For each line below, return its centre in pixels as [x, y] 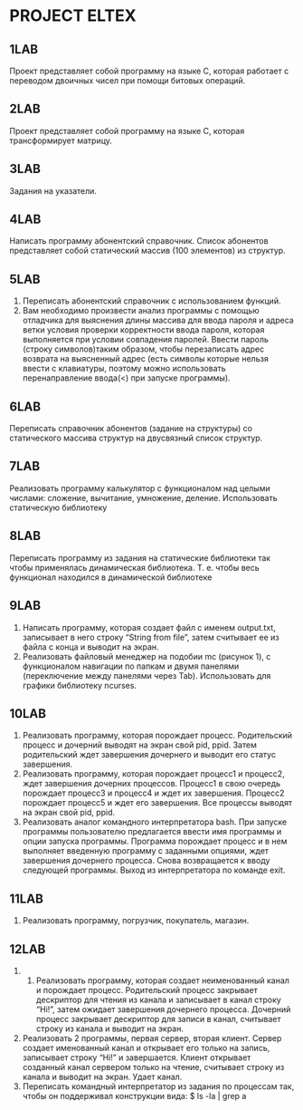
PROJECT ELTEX [73, 16]
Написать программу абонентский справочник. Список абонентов [139, 241]
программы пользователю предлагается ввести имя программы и [152, 832]
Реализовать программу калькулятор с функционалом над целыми [140, 488]
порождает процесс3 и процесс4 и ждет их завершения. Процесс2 [153, 793]
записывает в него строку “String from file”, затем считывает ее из [151, 637]
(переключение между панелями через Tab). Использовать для [147, 675]
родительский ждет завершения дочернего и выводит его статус [149, 755]
